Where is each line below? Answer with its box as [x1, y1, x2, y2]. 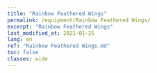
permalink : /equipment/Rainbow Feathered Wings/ [7, 17, 151, 24]
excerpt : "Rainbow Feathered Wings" [7, 23, 113, 30]
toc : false [7, 49, 39, 56]
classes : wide [7, 56, 49, 63]
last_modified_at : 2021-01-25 [7, 29, 95, 37]
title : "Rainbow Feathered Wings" [7, 10, 108, 17]
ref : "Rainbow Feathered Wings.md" [7, 42, 110, 49]
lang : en [7, 36, 33, 43]
